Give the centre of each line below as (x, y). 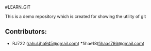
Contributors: (26, 32)
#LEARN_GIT (18, 7)
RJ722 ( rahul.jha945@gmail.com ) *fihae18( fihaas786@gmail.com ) (78, 43)
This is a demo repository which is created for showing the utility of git (75, 16)
